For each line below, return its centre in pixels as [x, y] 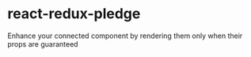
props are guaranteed [43, 44]
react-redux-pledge [74, 14]
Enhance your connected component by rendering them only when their [125, 36]
